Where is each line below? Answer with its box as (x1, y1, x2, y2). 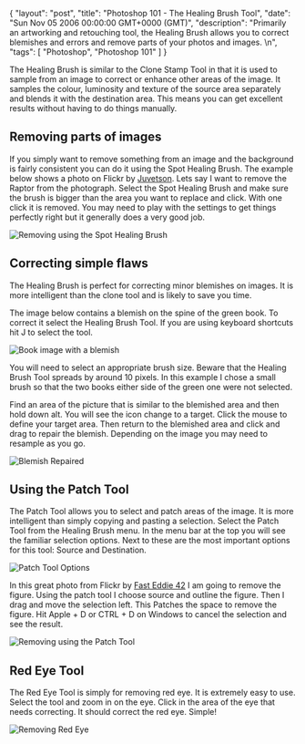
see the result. (9, 619, 64, 630)
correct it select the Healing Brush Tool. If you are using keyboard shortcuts (9, 316, 294, 327)
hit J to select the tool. (9, 326, 94, 337)
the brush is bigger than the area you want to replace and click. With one (9, 191, 282, 203)
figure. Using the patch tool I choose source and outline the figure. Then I (9, 590, 285, 601)
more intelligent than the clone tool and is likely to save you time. (9, 289, 252, 300)
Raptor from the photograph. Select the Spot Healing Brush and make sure (9, 182, 290, 193)
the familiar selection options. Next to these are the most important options (9, 535, 290, 546)
